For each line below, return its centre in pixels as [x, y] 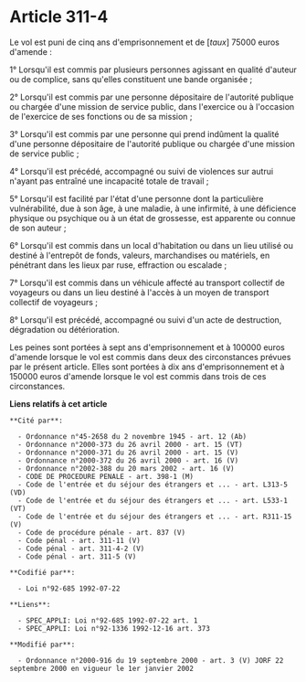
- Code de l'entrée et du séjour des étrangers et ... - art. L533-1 [153, 500]
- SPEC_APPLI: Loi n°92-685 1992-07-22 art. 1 [108, 620]
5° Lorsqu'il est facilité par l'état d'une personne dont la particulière [137, 198]
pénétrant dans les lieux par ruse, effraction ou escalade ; [118, 265]
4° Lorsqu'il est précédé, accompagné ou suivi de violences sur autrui [142, 171]
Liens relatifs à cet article [58, 403]
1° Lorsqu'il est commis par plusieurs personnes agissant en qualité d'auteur [153, 69]
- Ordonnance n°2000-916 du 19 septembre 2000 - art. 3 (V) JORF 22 [151, 660]
